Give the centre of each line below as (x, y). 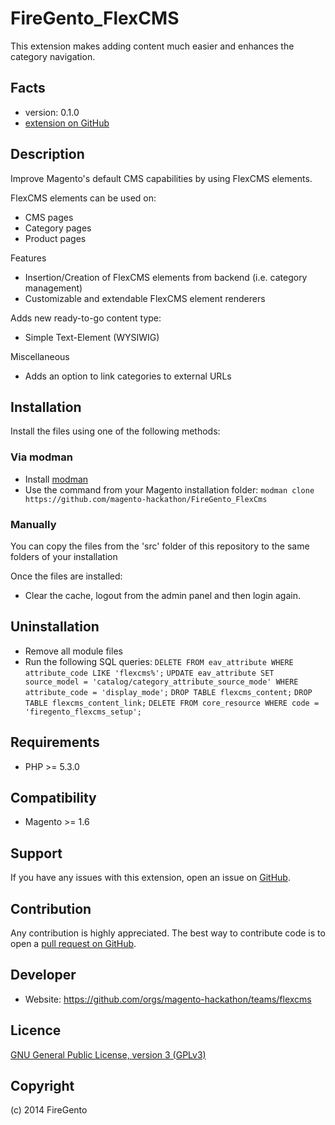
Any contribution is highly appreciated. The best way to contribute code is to (168, 933)
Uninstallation (55, 627)
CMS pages (49, 217)
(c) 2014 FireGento (49, 1110)
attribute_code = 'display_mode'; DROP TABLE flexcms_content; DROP (168, 692)
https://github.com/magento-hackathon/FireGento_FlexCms (146, 499)
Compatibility (53, 797)
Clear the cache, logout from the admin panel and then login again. (162, 595)
